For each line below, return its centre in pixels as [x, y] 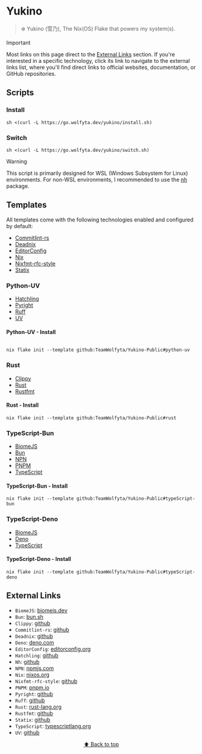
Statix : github [33, 720]
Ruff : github [30, 700]
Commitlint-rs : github [42, 629]
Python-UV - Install [31, 332]
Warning [17, 161]
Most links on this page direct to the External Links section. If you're [91, 54]
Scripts [20, 93]
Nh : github [27, 661]
